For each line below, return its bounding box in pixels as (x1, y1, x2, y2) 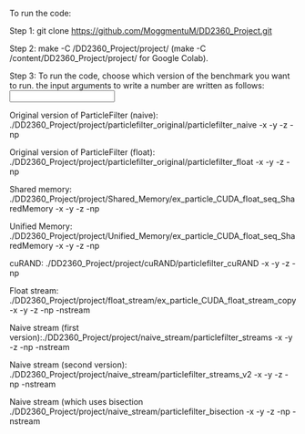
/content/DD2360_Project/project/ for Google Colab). (9, 53, 209, 63)
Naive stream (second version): (9, 359, 127, 370)
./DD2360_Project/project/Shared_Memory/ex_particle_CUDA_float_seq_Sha (9, 193, 296, 204)
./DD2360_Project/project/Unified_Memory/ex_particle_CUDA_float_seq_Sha (9, 231, 296, 241)
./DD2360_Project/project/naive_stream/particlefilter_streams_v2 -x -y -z (9, 369, 283, 379)
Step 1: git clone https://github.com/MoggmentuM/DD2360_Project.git (9, 26, 273, 36)
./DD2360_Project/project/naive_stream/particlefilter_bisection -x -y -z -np (9, 406, 291, 417)
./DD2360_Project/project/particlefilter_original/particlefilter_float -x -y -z (9, 157, 285, 167)
